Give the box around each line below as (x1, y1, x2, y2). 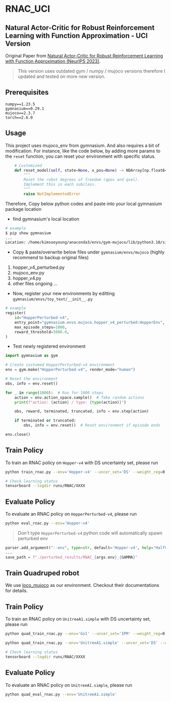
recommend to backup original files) (12, 255, 89, 261)
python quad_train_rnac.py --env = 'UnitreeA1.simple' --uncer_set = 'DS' (5, 640, 158, 645)
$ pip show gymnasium (5, 230, 51, 236)
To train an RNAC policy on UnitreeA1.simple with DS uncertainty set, (5, 616, 151, 622)
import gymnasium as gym (5, 353, 58, 358)
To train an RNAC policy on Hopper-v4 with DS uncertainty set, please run (5, 459, 159, 466)
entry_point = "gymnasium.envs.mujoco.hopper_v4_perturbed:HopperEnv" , (14, 320, 165, 325)
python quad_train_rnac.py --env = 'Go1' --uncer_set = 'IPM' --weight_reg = (5, 631, 163, 636)
